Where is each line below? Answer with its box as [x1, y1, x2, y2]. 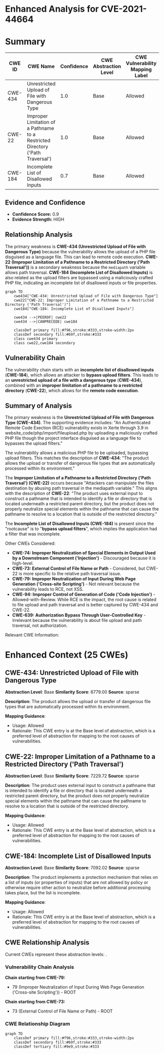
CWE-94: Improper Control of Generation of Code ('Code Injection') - [12, 592, 156, 598]
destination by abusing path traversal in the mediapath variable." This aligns [5, 485, 158, 491]
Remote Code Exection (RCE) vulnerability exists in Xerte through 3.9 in [5, 425, 149, 431]
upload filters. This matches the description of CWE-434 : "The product [5, 455, 149, 461]
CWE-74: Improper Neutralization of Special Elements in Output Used [12, 550, 156, 556]
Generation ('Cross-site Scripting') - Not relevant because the [12, 581, 140, 587]
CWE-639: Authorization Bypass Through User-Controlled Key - [12, 612, 146, 618]
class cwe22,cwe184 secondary [14, 340, 76, 345]
